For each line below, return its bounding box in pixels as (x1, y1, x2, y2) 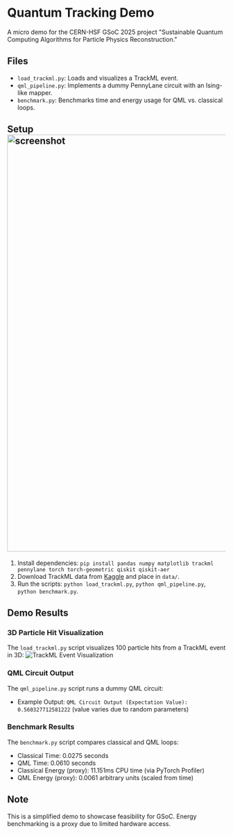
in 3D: (7, 651, 24, 659)
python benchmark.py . (17, 587, 78, 595)
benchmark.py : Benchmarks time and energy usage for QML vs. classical (17, 96, 223, 104)
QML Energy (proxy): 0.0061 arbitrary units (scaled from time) (17, 773, 194, 782)
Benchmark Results (7, 722, 75, 732)
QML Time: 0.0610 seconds (17, 759, 96, 767)
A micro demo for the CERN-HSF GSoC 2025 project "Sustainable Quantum (7, 28, 223, 36)
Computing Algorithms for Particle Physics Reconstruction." (7, 35, 178, 43)
